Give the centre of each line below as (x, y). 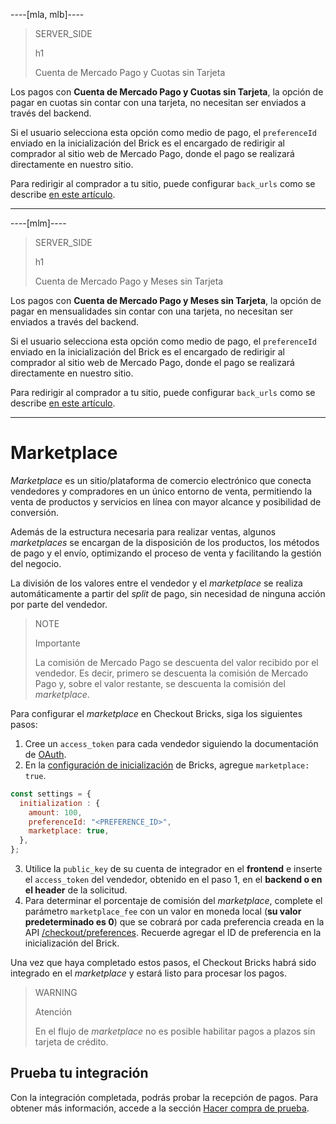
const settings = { (51, 794)
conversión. (34, 512)
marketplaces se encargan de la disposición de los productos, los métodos (165, 542)
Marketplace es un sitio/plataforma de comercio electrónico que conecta (161, 480)
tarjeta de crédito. (71, 1042)
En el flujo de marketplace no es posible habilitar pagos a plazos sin (175, 1031)
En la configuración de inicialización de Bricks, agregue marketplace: (167, 765)
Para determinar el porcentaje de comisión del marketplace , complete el (173, 901)
